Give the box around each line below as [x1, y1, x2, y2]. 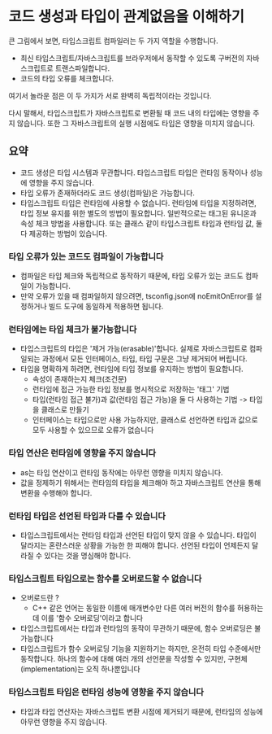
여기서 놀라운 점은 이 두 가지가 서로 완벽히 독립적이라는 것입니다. [8, 90, 213, 100]
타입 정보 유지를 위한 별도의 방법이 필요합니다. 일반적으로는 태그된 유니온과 [19, 208, 257, 218]
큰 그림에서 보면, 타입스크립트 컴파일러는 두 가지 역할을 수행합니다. [8, 36, 219, 46]
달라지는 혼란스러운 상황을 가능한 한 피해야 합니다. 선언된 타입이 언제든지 [19, 540, 250, 550]
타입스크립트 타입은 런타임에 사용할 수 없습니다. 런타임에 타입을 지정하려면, [19, 198, 257, 208]
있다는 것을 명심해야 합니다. [44, 550, 132, 560]
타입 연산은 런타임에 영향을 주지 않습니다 [8, 448, 157, 459]
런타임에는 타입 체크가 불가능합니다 [8, 323, 137, 334]
